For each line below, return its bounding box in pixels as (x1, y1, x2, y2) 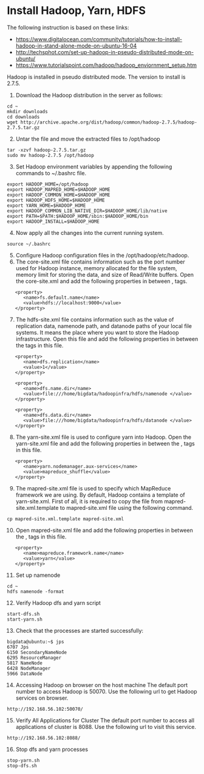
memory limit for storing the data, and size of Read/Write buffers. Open (15, 271, 194, 278)
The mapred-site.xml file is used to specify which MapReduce (15, 484, 171, 492)
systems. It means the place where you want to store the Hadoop (15, 329, 179, 336)
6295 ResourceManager (7, 655, 62, 661)
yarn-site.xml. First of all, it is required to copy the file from (15, 497, 163, 505)
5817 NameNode (7, 660, 43, 666)
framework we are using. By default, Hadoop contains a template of (15, 491, 186, 498)
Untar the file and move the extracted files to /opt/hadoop (15, 135, 160, 142)
